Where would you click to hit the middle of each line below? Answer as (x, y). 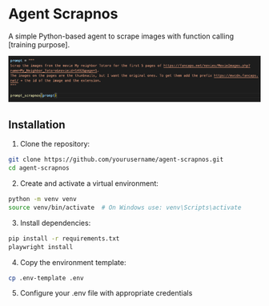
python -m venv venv (43, 199)
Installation (37, 125)
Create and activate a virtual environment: (89, 183)
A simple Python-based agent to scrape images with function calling (121, 36)
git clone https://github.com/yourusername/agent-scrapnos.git (116, 160)
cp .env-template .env (46, 278)
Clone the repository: (55, 144)
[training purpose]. (39, 44)
